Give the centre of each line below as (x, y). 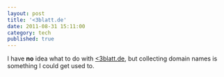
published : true (31, 39)
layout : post (26, 13)
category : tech (29, 33)
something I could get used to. (51, 66)
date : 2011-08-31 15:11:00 (46, 26)
